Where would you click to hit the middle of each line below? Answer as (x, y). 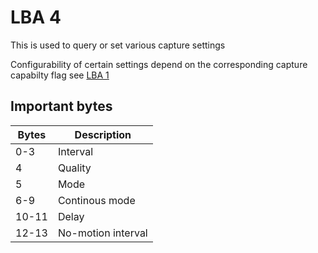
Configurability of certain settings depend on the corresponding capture (159, 64)
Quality (74, 168)
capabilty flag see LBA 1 (60, 75)
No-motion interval (102, 233)
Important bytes (61, 106)
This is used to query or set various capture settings (118, 45)
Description (103, 134)
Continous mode (96, 200)
